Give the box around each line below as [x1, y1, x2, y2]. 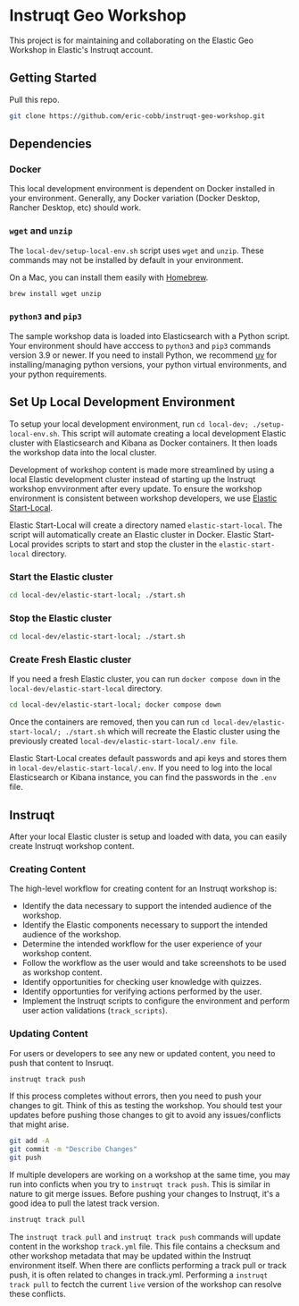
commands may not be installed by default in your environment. [9, 254, 244, 265]
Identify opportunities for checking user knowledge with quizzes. [21, 977, 262, 988]
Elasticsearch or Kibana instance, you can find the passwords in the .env [9, 772, 277, 783]
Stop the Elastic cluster [9, 612, 112, 624]
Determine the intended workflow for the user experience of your [21, 938, 262, 949]
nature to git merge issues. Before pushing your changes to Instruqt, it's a [9, 1189, 280, 1200]
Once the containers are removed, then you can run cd [9, 717, 210, 727]
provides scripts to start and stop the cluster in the [30, 539, 217, 549]
